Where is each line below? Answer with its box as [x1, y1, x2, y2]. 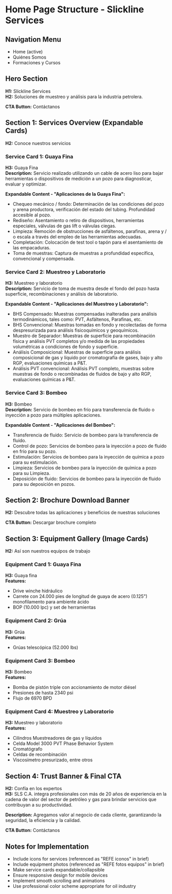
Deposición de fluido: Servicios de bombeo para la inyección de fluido [12, 476, 161, 482]
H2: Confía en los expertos [5, 786, 62, 792]
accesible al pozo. [12, 212, 51, 218]
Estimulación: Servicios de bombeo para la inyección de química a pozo [12, 453, 165, 460]
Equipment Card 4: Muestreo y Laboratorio [5, 708, 114, 715]
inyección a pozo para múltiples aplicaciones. [5, 412, 101, 418]
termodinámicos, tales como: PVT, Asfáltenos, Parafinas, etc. [12, 316, 142, 322]
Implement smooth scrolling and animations [12, 878, 105, 884]
